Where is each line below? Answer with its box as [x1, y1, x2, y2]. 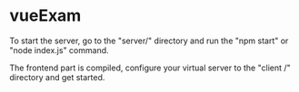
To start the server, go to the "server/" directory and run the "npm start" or [9, 35, 289, 46]
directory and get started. [9, 71, 105, 82]
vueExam [9, 5, 82, 26]
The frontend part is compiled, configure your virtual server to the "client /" [9, 62, 291, 73]
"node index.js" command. [9, 44, 109, 55]
